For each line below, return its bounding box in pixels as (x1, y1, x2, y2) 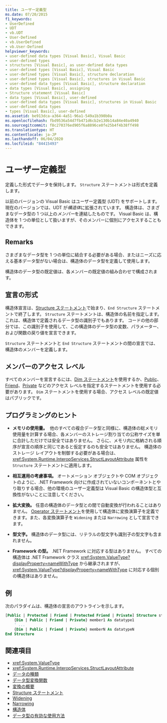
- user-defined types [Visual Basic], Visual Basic (5, 68, 114, 73)
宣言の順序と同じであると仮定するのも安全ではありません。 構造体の (21, 444, 162, 450)
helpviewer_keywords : (5, 49, 50, 54)
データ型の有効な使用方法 (12, 713, 65, 719)
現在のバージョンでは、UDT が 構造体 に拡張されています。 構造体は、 (5, 204, 147, 210)
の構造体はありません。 (12, 573, 61, 579)
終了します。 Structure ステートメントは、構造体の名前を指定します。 (18, 311, 162, 317)
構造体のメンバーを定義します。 (5, 346, 71, 352)
